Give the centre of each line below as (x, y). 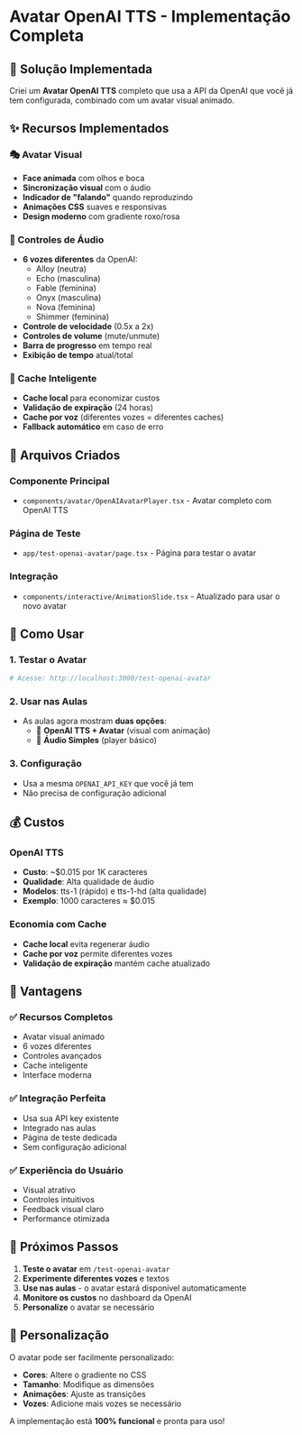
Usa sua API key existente (70, 1118)
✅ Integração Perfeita (58, 1099)
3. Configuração (46, 764)
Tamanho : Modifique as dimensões (88, 1384)
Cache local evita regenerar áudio (86, 943)
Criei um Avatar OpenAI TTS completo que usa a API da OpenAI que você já (151, 91)
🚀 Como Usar (47, 634)
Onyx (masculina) (69, 297)
